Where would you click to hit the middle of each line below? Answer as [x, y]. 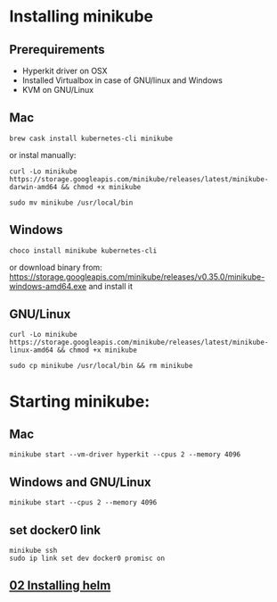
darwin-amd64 [33, 187]
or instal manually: [43, 155]
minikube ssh [33, 551]
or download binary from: [56, 267]
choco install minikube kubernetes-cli [83, 251]
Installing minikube [81, 17]
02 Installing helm [60, 585]
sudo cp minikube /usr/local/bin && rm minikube [101, 366]
